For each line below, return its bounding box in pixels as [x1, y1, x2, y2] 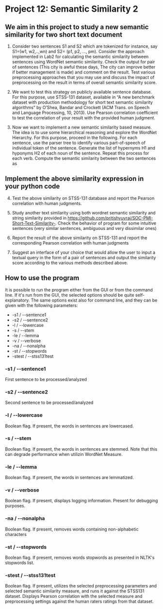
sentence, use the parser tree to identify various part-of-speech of [12, 140, 146, 146]
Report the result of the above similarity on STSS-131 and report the [12, 235, 147, 241]
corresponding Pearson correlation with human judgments [12, 240, 129, 246]
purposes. [5, 503, 26, 509]
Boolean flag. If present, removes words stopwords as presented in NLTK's [5, 554, 155, 560]
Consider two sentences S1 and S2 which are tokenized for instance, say [12, 43, 158, 49]
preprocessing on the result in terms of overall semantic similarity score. [12, 79, 157, 85]
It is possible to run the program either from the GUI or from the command [5, 286, 153, 293]
